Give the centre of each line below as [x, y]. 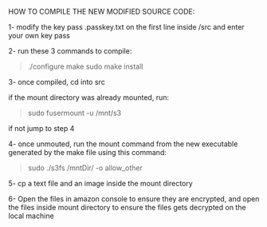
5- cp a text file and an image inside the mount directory [100, 183]
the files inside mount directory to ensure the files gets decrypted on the [127, 207]
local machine [31, 216]
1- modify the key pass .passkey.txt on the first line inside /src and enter [126, 27]
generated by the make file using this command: [88, 152]
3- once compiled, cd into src [57, 82]
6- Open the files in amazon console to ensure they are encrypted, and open [134, 199]
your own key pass [39, 36]
